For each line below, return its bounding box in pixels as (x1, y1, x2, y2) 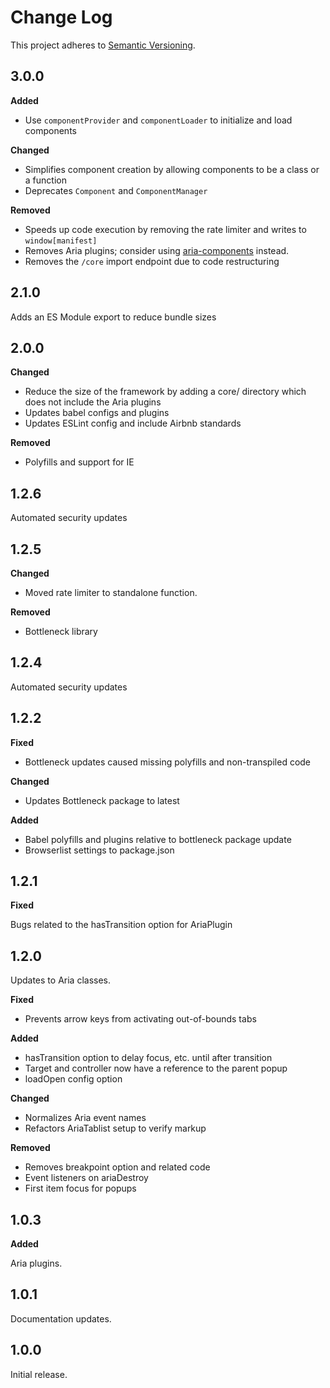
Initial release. (10, 1368, 68, 1380)
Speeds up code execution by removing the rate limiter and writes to (24, 223, 307, 235)
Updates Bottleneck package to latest (24, 794, 180, 806)
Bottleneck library (24, 626, 98, 637)
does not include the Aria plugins (24, 396, 162, 408)
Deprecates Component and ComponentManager (24, 184, 208, 196)
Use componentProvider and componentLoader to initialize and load (24, 114, 293, 126)
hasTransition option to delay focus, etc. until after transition (24, 1052, 273, 1064)
